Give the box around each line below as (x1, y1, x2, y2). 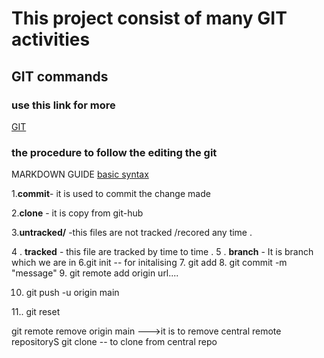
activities (11, 28, 91, 51)
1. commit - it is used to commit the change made (11, 188, 211, 200)
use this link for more (11, 98, 116, 112)
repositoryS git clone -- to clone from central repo (11, 336, 218, 348)
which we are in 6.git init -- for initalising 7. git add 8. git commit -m (11, 257, 288, 269)
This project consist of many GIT (11, 7, 288, 30)
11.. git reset (11, 306, 61, 318)
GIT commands (11, 68, 109, 85)
